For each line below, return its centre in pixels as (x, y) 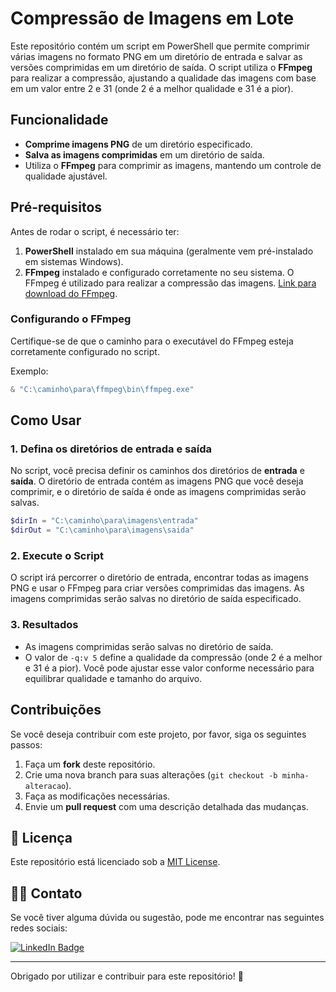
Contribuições (56, 710)
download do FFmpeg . (71, 293)
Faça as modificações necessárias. (97, 796)
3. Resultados (44, 625)
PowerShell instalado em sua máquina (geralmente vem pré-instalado (169, 251)
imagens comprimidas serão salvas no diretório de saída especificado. (156, 599)
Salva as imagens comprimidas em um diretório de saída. (144, 154)
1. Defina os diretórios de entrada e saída (111, 449)
